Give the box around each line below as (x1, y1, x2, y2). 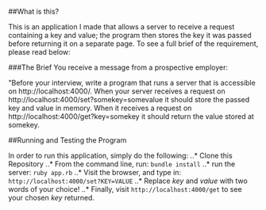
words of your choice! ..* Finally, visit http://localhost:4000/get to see (8, 185, 242, 193)
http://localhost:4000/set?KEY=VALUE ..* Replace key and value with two (8, 176, 248, 185)
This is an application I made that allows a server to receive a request (8, 22, 235, 31)
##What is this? (8, 7, 60, 16)
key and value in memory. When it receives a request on (8, 103, 192, 113)
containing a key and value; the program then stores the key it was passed (8, 31, 252, 40)
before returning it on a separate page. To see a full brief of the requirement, (8, 39, 259, 48)
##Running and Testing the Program (8, 136, 127, 145)
